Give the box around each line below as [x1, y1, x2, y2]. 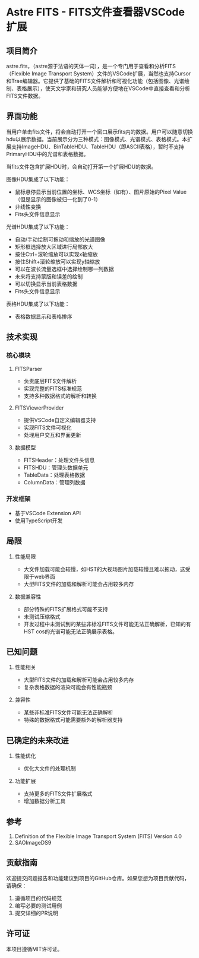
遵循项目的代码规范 [14, 894, 62, 902]
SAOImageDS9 [14, 839, 52, 846]
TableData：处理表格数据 [23, 471, 86, 478]
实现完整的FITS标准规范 [23, 385, 82, 392]
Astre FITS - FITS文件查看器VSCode [6, 5, 185, 19]
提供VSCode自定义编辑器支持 [23, 416, 96, 423]
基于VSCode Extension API [14, 509, 81, 516]
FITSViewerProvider [14, 404, 64, 411]
